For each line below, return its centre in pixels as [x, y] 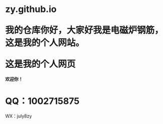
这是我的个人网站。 [45, 43]
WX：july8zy [19, 116]
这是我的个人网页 [41, 64]
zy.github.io [31, 9]
